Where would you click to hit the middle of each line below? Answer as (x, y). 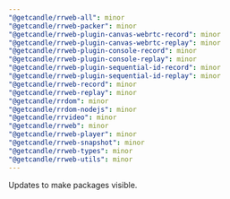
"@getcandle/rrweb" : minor (59, 126)
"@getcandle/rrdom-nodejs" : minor (73, 109)
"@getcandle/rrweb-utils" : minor (71, 159)
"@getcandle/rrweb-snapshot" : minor (77, 143)
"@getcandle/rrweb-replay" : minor (73, 92)
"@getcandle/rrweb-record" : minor (73, 84)
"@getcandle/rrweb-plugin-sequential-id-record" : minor (115, 68)
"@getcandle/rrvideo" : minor (63, 117)
